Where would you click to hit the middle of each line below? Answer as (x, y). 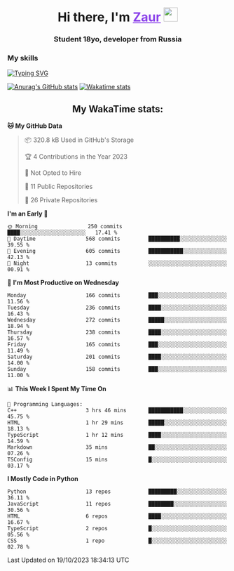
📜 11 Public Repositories (58, 187)
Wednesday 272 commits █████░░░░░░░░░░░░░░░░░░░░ (117, 320)
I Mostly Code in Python (43, 479)
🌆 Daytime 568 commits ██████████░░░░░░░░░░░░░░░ (117, 239)
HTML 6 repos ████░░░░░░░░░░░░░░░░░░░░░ (117, 516)
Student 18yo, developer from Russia (118, 39)
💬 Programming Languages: (45, 405)
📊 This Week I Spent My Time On (57, 389)
